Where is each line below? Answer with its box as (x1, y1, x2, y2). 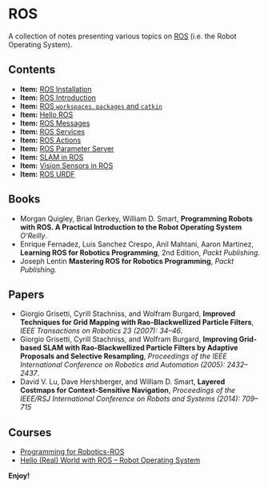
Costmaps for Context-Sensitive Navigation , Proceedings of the (19, 386, 236, 395)
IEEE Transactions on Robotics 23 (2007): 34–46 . (19, 326, 183, 336)
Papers (8, 287, 45, 301)
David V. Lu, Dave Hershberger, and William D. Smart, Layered (19, 377, 226, 386)
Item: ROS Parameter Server (19, 143, 114, 153)
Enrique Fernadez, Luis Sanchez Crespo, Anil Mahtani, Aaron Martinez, (19, 239, 254, 249)
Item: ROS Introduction (19, 93, 96, 102)
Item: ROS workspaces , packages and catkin (19, 101, 162, 110)
